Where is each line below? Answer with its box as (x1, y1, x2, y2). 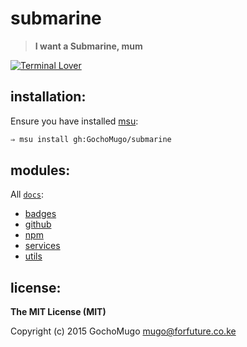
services (24, 240, 61, 252)
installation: (10, 88, 87, 106)
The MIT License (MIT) (10, 306, 107, 318)
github (24, 218, 52, 231)
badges (24, 208, 57, 220)
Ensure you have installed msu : (10, 115, 139, 127)
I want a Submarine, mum (34, 40, 143, 52)
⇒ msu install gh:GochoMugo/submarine (10, 134, 172, 144)
